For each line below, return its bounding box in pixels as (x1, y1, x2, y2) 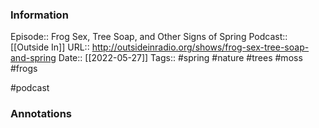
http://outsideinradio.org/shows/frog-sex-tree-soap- (91, 41, 310, 53)
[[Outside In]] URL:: (10, 41, 90, 53)
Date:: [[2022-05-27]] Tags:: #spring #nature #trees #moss (58, 52, 303, 64)
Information (10, 8, 69, 22)
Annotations (10, 107, 72, 121)
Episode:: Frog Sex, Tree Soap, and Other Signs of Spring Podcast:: (10, 31, 288, 43)
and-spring (10, 52, 57, 64)
